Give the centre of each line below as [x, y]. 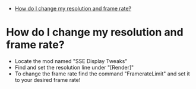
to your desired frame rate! [48, 80]
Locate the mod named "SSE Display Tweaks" [71, 61]
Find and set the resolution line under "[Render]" [74, 67]
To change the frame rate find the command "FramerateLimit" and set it [102, 74]
